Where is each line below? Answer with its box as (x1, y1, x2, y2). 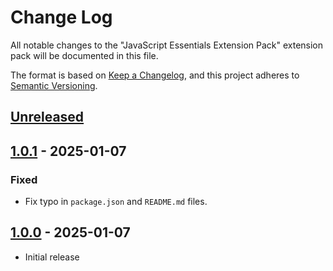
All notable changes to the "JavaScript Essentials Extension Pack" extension (10, 39, 324, 51)
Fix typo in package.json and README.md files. (24, 196, 208, 208)
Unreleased (10, 109, 85, 126)
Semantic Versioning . (10, 79, 98, 91)
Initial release (24, 251, 80, 263)
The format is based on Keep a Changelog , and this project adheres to (10, 69, 300, 81)
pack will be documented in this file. (10, 49, 159, 61)
